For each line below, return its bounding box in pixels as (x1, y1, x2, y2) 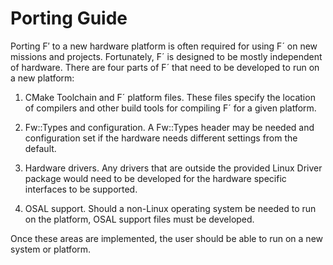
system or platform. (10, 243, 92, 255)
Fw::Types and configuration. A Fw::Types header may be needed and (24, 121, 315, 133)
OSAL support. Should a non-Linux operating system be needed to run (24, 202, 317, 214)
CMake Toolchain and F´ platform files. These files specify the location (24, 91, 316, 103)
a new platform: (10, 72, 75, 84)
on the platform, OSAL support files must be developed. (24, 213, 255, 225)
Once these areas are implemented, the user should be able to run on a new (10, 232, 324, 244)
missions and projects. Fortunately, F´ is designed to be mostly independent (10, 50, 323, 62)
